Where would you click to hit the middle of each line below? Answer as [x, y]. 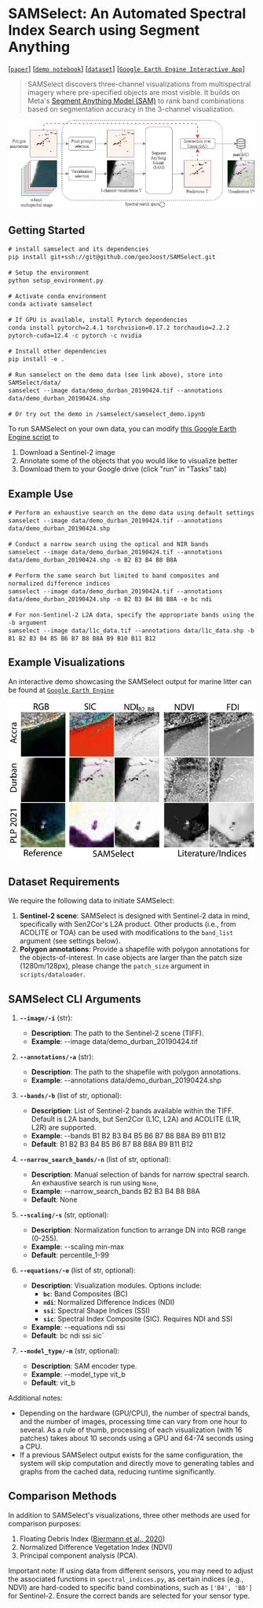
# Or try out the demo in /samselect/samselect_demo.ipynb [107, 414]
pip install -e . [37, 359]
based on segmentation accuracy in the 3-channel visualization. [131, 109]
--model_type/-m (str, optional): [69, 1351]
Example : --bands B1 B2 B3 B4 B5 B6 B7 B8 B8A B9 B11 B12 [128, 1136]
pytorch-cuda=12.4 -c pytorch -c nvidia [75, 336]
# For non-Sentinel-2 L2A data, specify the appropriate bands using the [131, 615]
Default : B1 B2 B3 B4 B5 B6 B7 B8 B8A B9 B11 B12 [112, 1145]
